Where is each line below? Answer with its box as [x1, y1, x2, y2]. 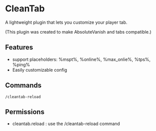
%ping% [12, 61, 31, 67]
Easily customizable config [12, 67, 67, 73]
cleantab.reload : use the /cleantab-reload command [12, 121, 120, 127]
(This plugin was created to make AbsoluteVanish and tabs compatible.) [5, 29, 152, 35]
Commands [5, 81, 42, 89]
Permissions [5, 107, 45, 116]
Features [5, 43, 33, 52]
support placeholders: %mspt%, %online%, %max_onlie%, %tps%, [12, 56, 151, 62]
